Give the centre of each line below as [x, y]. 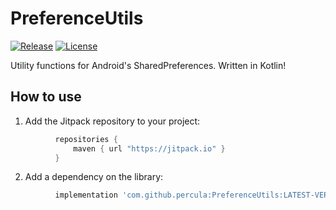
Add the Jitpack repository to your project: [112, 121]
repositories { [86, 139]
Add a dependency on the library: [94, 177]
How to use [46, 97]
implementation [86, 195]
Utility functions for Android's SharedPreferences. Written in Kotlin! [148, 65]
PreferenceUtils [77, 18]
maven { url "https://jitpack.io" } [149, 148]
